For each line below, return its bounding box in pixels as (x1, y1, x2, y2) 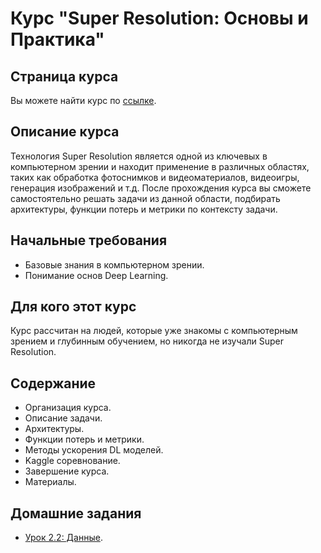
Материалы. (24, 476, 77, 488)
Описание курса (10, 123, 120, 141)
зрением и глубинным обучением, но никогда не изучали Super (10, 335, 284, 347)
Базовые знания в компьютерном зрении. (24, 258, 205, 271)
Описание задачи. (24, 412, 103, 424)
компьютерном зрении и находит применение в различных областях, (10, 160, 310, 172)
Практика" (10, 28, 105, 51)
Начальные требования (10, 232, 168, 249)
